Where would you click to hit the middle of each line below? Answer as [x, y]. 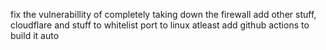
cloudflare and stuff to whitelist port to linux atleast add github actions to [160, 25]
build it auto [35, 35]
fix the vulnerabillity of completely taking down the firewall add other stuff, [163, 14]
